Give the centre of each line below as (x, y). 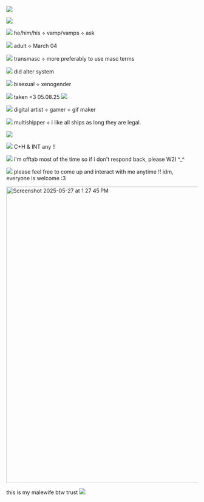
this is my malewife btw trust (42, 492)
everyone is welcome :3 (36, 178)
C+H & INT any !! (35, 147)
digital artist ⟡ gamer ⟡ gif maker (55, 110)
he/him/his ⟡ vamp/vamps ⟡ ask (54, 33)
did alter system (34, 72)
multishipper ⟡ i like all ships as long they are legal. (77, 122)
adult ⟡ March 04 (36, 46)
